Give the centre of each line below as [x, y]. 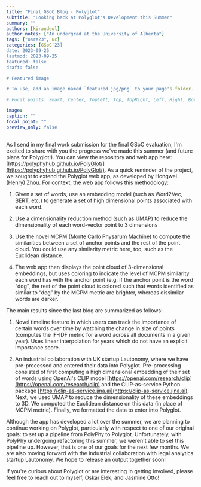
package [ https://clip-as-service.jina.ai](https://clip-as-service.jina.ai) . [102, 391]
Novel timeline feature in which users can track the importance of [95, 322]
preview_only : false [32, 127]
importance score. [37, 347]
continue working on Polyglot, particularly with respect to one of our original [100, 428]
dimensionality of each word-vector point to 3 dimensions [86, 224]
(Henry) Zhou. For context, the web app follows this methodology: [87, 182]
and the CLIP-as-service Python [141, 384]
